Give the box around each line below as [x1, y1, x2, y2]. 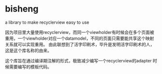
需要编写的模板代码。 [9, 64, 52, 70]
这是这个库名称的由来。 [5, 47, 52, 53]
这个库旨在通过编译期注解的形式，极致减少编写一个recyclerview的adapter [5, 58, 152, 63]
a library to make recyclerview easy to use [5, 19, 89, 25]
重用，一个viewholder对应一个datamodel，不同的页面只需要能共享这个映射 [5, 35, 154, 41]
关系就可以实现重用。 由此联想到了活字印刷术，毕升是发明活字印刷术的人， [5, 41, 155, 47]
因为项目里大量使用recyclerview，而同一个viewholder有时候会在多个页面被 [5, 29, 154, 35]
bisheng [5, 3, 39, 15]
